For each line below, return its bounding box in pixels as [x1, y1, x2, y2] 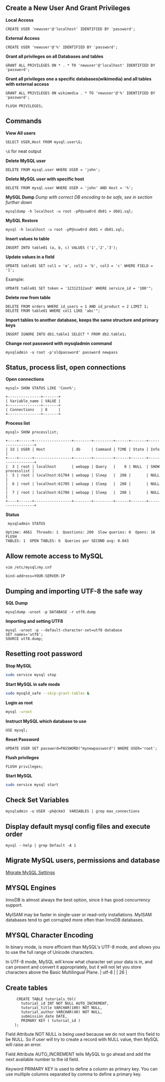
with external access [5, 81, 49, 87]
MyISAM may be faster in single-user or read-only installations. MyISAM [5, 912, 152, 917]
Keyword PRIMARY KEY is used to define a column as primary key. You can [5, 1066, 158, 1072]
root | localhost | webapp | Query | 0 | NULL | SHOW [21, 464, 160, 470]
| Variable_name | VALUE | [5, 399, 61, 404]
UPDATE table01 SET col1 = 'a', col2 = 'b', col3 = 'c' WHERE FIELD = [5, 263, 153, 268]
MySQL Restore [5, 217, 38, 223]
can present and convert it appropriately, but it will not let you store [5, 964, 141, 970]
